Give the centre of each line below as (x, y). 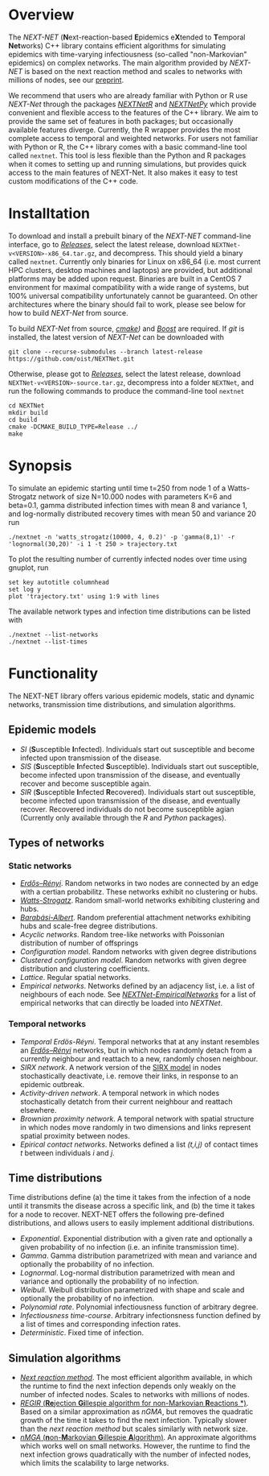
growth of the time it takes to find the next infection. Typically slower (133, 1420)
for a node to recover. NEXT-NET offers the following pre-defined (116, 1214)
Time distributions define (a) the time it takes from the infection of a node (130, 1197)
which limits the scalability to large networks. (94, 1463)
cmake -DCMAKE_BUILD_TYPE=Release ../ (73, 427)
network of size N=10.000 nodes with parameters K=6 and (135, 496)
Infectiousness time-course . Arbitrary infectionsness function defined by (140, 1316)
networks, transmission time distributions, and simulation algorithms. (122, 704)
